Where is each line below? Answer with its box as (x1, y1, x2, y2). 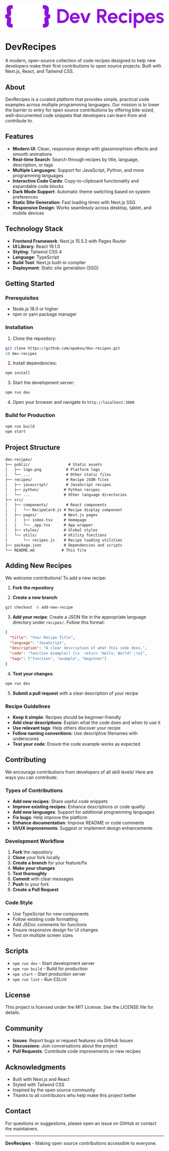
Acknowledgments (5, 1063, 66, 1071)
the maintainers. (5, 1125, 39, 1131)
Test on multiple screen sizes (12, 932, 73, 938)
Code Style (5, 899, 33, 906)
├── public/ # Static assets (5, 462, 102, 467)
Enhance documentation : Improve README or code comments (12, 820, 144, 826)
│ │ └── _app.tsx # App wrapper (5, 523, 94, 528)
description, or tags (12, 161, 53, 168)
